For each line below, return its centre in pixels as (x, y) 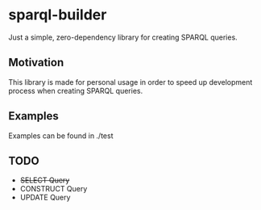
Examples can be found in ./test (61, 136)
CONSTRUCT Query (54, 189)
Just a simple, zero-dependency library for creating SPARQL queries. (123, 37)
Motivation (36, 63)
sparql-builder (58, 15)
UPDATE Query (45, 197)
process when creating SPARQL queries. (76, 90)
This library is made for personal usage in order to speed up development (130, 82)
